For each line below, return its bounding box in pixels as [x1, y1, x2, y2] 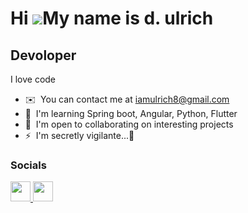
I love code [10, 73, 57, 85]
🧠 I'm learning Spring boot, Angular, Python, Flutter [24, 108, 238, 119]
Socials [10, 158, 47, 172]
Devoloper [10, 47, 77, 64]
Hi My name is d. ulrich [10, 7, 214, 30]
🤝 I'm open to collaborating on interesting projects [24, 118, 234, 130]
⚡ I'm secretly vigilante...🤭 [24, 130, 135, 141]
